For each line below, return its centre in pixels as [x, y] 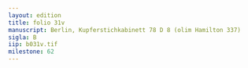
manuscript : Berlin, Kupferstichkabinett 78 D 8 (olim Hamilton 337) [125, 30]
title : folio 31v [37, 23]
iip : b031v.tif [33, 45]
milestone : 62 [31, 52]
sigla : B [22, 37]
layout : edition [35, 15]
